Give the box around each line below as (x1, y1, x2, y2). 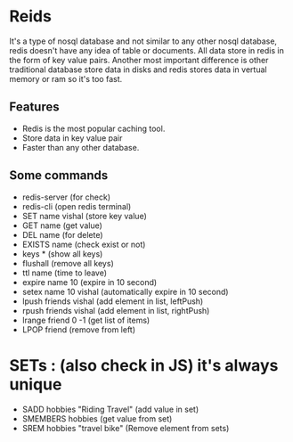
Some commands (9, 168, 109, 184)
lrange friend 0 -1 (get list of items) (21, 315, 151, 325)
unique (9, 374, 62, 394)
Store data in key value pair (21, 132, 123, 143)
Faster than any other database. (21, 142, 140, 152)
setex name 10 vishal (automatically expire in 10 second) (21, 286, 229, 297)
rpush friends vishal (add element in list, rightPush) (21, 305, 210, 315)
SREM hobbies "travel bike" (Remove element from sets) (21, 422, 230, 433)
